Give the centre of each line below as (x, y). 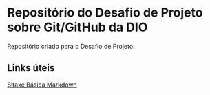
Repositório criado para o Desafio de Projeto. (71, 46)
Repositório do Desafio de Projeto (105, 13)
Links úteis (31, 68)
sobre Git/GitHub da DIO (77, 27)
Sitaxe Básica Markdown (42, 85)
